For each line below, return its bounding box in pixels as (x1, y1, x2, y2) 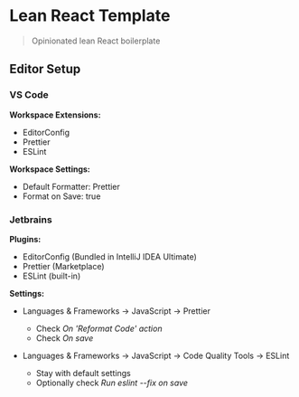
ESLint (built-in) (22, 270, 81, 281)
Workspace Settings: (9, 164, 90, 175)
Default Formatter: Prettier (22, 181, 120, 192)
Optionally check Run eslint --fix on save (35, 377, 188, 388)
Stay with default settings (35, 367, 131, 378)
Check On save (35, 332, 94, 344)
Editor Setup (9, 61, 81, 77)
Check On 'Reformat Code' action (35, 323, 163, 334)
